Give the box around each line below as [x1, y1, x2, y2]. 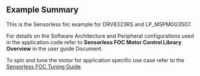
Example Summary [6, 5, 79, 15]
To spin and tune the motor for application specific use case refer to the [6, 56, 185, 63]
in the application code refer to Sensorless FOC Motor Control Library [6, 38, 182, 45]
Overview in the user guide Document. [6, 45, 103, 52]
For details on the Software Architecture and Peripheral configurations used [6, 32, 195, 39]
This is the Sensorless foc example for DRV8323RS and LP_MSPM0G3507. [6, 20, 192, 28]
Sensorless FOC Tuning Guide [6, 63, 81, 70]
